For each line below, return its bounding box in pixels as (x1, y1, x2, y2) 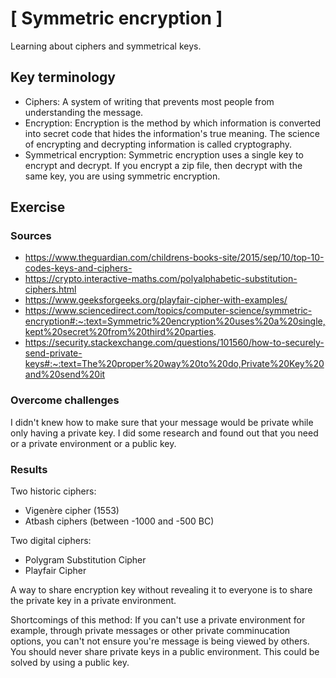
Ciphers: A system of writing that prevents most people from (24, 95, 275, 107)
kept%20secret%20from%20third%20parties (24, 326, 214, 338)
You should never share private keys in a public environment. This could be (10, 646, 320, 658)
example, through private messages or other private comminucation (10, 625, 291, 637)
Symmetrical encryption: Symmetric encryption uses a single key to (24, 148, 304, 161)
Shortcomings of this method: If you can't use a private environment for (10, 614, 306, 626)
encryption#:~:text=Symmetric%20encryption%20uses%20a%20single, (24, 315, 326, 327)
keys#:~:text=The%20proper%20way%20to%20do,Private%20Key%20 (24, 358, 325, 370)
